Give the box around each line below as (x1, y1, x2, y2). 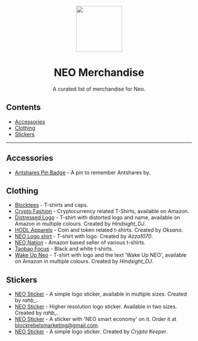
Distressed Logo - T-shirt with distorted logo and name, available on (14, 214, 181, 221)
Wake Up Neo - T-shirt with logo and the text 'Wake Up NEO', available (14, 251, 187, 259)
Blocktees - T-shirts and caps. (14, 201, 88, 208)
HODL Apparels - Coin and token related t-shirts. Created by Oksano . (14, 227, 183, 234)
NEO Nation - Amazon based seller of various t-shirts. (14, 239, 146, 246)
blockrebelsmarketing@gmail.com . (14, 322, 100, 329)
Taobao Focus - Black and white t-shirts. (14, 245, 114, 253)
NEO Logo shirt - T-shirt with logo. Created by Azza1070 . (14, 233, 153, 240)
